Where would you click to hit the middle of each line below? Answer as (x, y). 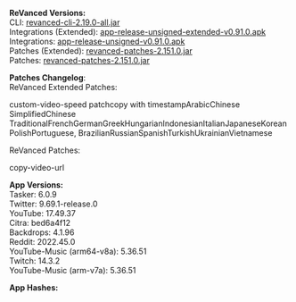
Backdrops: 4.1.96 (42, 232)
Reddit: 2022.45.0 (42, 242)
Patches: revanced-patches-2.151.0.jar (79, 60)
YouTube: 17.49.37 (42, 213)
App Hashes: (34, 288)
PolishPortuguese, (43, 133)
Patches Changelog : (48, 78)
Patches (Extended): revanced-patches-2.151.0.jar (101, 51)
